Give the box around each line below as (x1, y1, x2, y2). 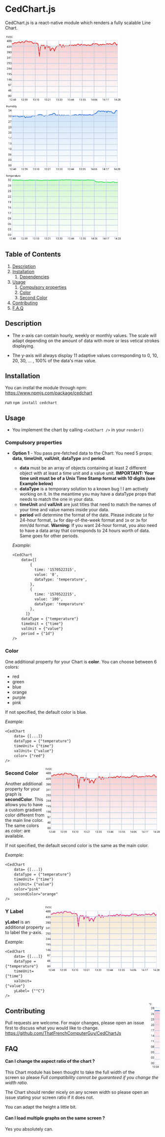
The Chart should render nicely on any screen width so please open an (5, 1089, 149, 1095)
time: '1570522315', (34, 567, 77, 572)
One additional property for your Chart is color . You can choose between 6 (5, 659, 157, 665)
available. (5, 833, 25, 839)
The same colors (5, 822, 39, 829)
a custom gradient (5, 807, 42, 813)
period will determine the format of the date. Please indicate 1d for (19, 512, 154, 518)
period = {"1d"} (21, 631, 55, 636)
